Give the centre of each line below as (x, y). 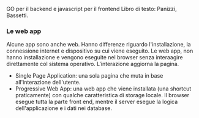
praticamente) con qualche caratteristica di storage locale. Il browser (102, 95)
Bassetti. (17, 15)
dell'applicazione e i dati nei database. (63, 108)
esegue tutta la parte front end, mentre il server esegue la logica (96, 102)
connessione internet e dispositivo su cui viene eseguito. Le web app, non (100, 51)
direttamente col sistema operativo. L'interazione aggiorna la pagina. (93, 64)
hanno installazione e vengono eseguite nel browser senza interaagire (95, 57)
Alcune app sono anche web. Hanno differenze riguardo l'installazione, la (99, 45)
